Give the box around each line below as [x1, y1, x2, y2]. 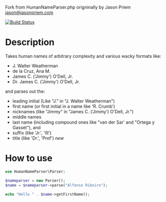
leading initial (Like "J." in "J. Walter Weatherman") [12, 98, 115, 104]
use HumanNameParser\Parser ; [5, 169, 66, 174]
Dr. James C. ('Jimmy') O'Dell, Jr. [12, 78, 81, 84]
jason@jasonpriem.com [5, 9, 54, 15]
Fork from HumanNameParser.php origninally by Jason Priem [5, 4, 131, 10]
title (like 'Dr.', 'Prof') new [12, 135, 64, 141]
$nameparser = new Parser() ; [5, 178, 66, 183]
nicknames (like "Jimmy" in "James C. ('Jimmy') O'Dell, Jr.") [12, 108, 134, 114]
